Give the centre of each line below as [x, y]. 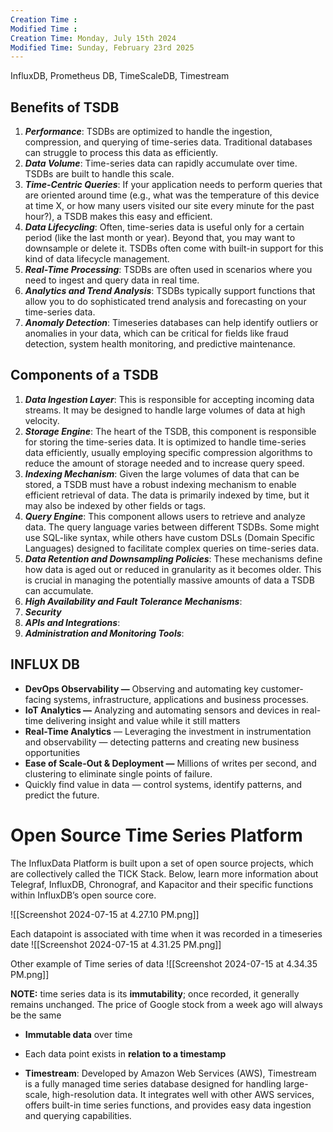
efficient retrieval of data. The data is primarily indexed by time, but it [167, 495]
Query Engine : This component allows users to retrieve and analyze [165, 516]
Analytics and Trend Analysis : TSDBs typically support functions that [170, 291]
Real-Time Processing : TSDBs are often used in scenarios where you [168, 270]
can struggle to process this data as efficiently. [121, 153]
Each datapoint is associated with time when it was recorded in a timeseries [166, 933]
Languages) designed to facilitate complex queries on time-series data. [172, 548]
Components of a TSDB [84, 375]
